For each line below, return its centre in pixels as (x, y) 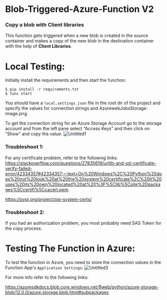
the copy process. (24, 229)
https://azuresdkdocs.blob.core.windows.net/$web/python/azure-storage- (82, 287)
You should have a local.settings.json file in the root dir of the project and (83, 103)
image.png (16, 114)
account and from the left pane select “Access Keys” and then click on (78, 129)
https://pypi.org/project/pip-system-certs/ (49, 199)
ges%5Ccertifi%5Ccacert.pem (37, 189)
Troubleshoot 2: (25, 212)
